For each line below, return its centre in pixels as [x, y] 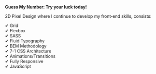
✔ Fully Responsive [24, 61]
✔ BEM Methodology [26, 46]
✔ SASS [13, 36]
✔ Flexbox [15, 31]
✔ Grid [12, 25]
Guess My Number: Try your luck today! [46, 7]
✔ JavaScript [18, 66]
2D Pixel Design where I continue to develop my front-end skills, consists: [78, 16]
